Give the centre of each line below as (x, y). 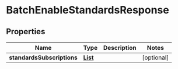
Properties (26, 32)
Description (120, 48)
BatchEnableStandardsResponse (88, 10)
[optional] (156, 57)
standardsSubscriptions (43, 57)
